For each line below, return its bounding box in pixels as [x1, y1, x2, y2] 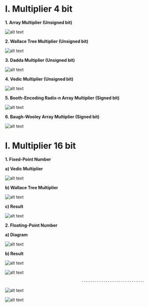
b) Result [5, 251, 24, 256]
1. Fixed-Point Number [5, 156, 51, 162]
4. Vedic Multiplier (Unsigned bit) [5, 76, 74, 82]
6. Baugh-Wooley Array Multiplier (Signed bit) [5, 113, 100, 120]
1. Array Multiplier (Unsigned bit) [5, 19, 73, 25]
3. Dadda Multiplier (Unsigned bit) [5, 57, 75, 63]
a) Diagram [5, 232, 28, 237]
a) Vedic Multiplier [5, 165, 43, 171]
